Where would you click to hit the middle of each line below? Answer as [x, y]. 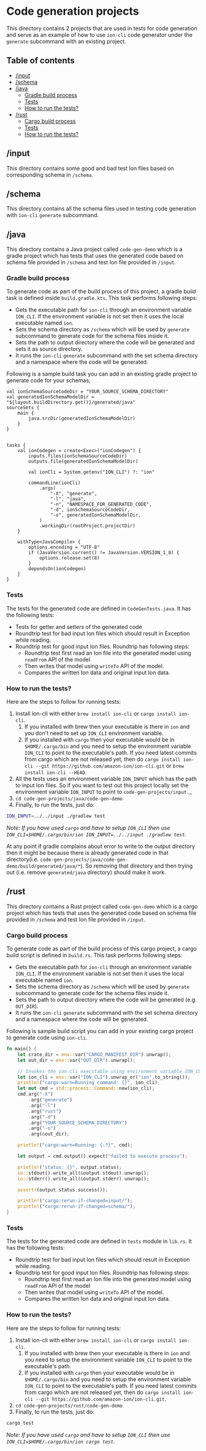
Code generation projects [73, 11]
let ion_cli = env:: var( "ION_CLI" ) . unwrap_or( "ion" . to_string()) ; [104, 1077]
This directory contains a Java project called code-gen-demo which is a [94, 249]
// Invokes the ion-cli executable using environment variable [100, 1071]
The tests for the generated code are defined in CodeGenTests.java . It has [99, 608]
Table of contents [40, 60]
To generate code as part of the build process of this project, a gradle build [101, 291]
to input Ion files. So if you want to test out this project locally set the [102, 785]
